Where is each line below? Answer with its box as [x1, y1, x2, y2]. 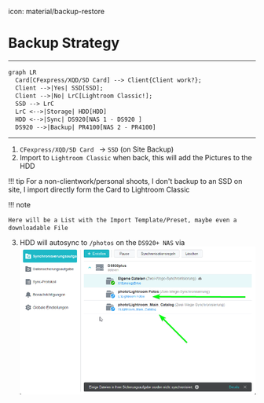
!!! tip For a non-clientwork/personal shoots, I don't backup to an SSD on [8, 176, 243, 185]
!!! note [8, 200, 31, 209]
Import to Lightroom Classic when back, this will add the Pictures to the [19, 152, 253, 162]
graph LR [8, 68, 37, 76]
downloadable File [8, 224, 68, 232]
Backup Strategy [8, 35, 120, 52]
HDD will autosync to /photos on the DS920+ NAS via [19, 237, 185, 247]
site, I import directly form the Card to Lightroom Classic [8, 185, 190, 194]
